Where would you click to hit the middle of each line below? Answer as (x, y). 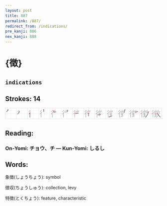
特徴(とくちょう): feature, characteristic (46, 198)
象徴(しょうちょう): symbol (33, 177)
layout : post (19, 10)
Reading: (19, 133)
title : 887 (16, 16)
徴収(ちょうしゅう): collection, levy (41, 188)
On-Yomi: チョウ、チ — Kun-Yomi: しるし (55, 148)
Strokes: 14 (23, 99)
